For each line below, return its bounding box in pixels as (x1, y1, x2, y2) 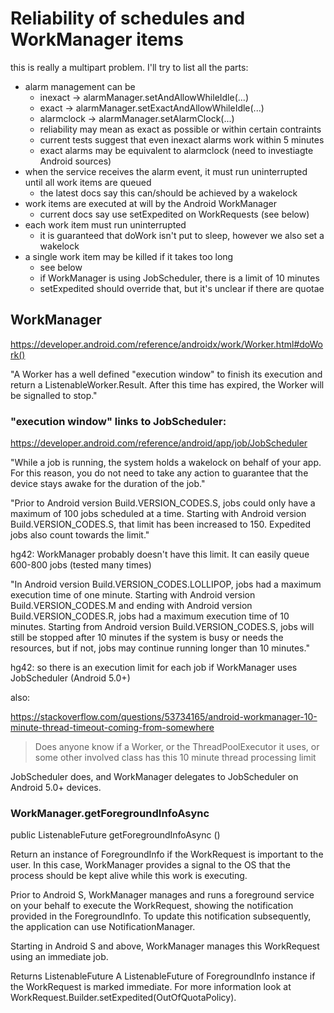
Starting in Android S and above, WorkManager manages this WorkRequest (10, 940, 320, 952)
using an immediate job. (10, 951, 109, 963)
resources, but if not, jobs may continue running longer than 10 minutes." (10, 642, 310, 654)
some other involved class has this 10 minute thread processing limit (34, 752, 317, 764)
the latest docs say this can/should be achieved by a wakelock (39, 187, 298, 199)
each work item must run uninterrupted (24, 218, 187, 231)
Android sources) (39, 155, 112, 167)
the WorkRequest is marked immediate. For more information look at (10, 981, 292, 993)
